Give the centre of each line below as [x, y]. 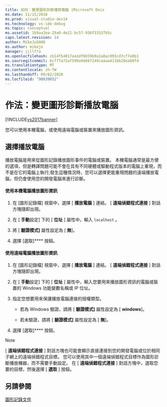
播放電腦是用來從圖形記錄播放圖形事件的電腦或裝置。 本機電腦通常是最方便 [82, 160]
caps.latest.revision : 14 [32, 38]
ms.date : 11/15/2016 [27, 14]
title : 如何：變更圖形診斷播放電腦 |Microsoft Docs [55, 10]
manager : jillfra [23, 51]
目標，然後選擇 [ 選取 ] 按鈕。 [44, 369]
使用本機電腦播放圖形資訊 [31, 191]
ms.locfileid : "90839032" [32, 79]
